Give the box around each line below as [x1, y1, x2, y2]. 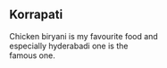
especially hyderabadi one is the [9, 40, 129, 51]
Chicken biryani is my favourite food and [9, 30, 158, 41]
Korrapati [9, 7, 63, 22]
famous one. [9, 49, 55, 61]
